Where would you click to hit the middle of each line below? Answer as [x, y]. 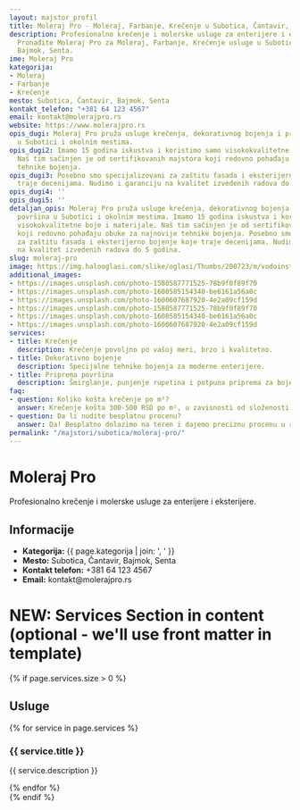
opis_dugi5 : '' [37, 200]
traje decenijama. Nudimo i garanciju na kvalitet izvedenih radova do [154, 184]
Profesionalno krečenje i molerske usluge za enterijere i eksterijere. [133, 502]
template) [46, 654]
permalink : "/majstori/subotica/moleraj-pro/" [97, 433]
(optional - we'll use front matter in [141, 635]
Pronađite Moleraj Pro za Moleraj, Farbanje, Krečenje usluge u [139, 42]
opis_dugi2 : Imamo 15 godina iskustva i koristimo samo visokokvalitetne [150, 150]
